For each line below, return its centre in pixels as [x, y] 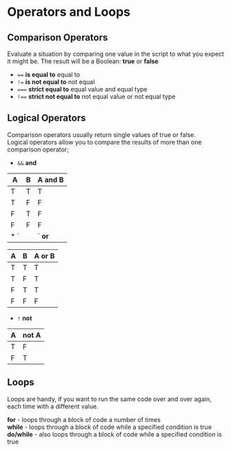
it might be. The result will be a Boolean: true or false [83, 61]
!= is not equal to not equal [56, 82]
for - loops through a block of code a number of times [84, 419]
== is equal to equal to [49, 74]
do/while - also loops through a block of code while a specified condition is [114, 434]
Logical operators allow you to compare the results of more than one [104, 142]
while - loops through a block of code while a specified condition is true [110, 427]
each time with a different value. [53, 406]
